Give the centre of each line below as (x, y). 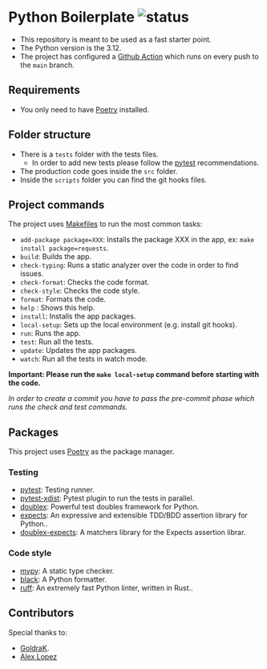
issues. (32, 274)
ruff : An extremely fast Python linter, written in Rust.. (107, 588)
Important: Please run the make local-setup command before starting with (133, 375)
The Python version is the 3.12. (71, 47)
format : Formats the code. (63, 299)
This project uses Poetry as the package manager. (91, 452)
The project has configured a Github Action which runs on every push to (139, 56)
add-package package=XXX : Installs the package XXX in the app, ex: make (137, 240)
